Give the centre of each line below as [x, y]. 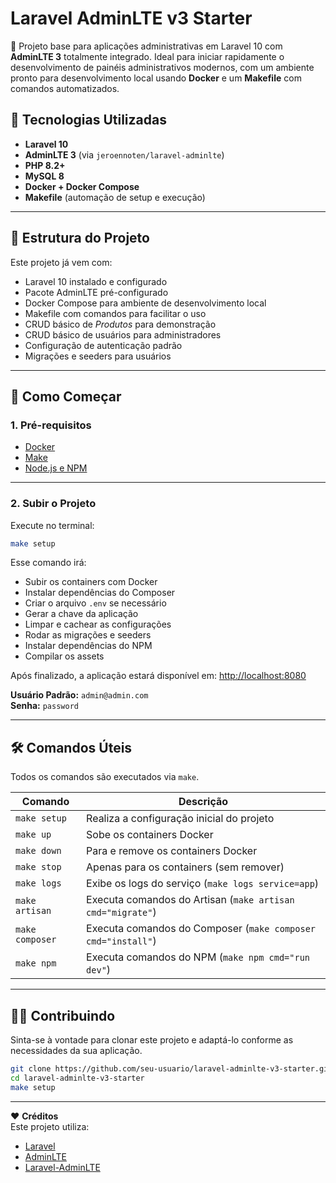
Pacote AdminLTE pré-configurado [96, 292]
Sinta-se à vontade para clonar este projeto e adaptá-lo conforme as [152, 1040]
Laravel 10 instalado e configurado [96, 281]
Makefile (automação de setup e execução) [115, 197]
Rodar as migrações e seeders [88, 635]
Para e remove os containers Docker [172, 851]
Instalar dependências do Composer [100, 593]
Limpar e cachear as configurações [98, 624]
